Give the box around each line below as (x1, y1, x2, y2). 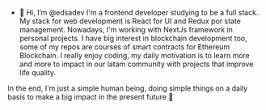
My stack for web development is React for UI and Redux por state (19, 16, 242, 26)
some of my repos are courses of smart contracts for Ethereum (19, 42, 230, 52)
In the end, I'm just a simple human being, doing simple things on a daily (7, 83, 248, 93)
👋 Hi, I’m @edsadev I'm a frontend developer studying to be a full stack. (19, 8, 259, 17)
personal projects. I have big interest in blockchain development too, (19, 33, 247, 43)
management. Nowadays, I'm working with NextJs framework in (19, 25, 234, 34)
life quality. (19, 68, 57, 77)
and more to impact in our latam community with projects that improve (19, 59, 254, 69)
